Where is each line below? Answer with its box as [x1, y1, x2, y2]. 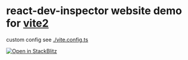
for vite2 [6, 16, 49, 30]
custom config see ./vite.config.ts [6, 36, 88, 43]
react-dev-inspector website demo [6, 4, 182, 18]
